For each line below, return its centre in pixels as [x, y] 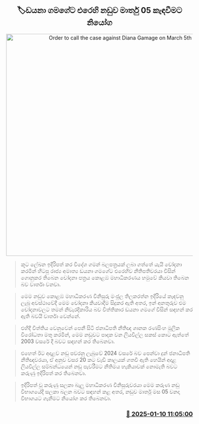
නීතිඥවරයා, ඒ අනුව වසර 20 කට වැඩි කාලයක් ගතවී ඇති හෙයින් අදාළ [98, 359]
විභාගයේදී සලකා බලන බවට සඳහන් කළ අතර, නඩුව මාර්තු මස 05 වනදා [100, 391]
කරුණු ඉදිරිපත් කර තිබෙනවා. [53, 373]
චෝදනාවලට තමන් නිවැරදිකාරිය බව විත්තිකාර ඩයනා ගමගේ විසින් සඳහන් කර [107, 309]
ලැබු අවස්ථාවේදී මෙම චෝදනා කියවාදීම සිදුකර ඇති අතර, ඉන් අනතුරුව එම [103, 303]
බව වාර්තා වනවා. [41, 284]
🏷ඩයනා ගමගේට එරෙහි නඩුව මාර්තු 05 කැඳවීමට [99, 10]
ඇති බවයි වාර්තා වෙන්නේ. [51, 316]
